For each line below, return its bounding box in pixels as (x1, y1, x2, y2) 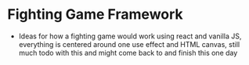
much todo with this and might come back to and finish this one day (18, 48, 238, 57)
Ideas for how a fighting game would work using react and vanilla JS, (18, 31, 242, 41)
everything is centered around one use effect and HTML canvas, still (18, 39, 240, 49)
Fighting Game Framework (7, 5, 183, 23)
